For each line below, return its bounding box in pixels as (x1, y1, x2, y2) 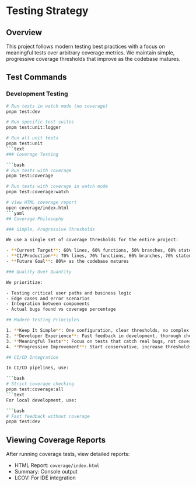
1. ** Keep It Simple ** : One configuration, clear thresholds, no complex (6, 328, 190, 334)
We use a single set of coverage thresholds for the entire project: (6, 237, 179, 243)
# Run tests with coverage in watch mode (6, 183, 108, 190)
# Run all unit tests (6, 135, 59, 141)
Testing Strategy (6, 4, 89, 18)
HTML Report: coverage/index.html (14, 462, 100, 469)
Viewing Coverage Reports (6, 435, 106, 445)
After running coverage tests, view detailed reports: (6, 451, 130, 458)
